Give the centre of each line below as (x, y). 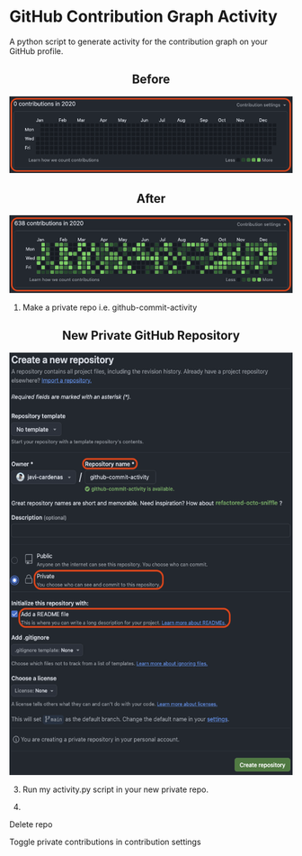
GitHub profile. (36, 50)
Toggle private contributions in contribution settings (105, 842)
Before (151, 80)
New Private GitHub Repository (151, 336)
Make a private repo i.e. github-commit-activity (110, 307)
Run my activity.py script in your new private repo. (115, 789)
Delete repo (31, 824)
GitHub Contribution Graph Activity (144, 17)
